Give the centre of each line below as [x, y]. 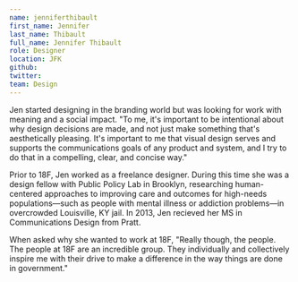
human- [250, 184]
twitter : [26, 76]
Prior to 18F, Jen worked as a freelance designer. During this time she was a [149, 175]
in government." [39, 268]
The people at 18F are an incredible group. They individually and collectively [149, 249]
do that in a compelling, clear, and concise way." [98, 157]
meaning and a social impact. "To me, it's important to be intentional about [147, 119]
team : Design [34, 84]
